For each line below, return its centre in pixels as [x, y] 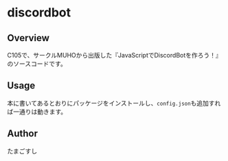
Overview [28, 38]
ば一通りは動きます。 [37, 112]
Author [22, 134]
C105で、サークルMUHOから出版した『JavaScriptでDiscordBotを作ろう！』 [114, 55]
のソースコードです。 [37, 64]
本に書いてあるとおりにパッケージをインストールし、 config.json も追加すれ [114, 103]
